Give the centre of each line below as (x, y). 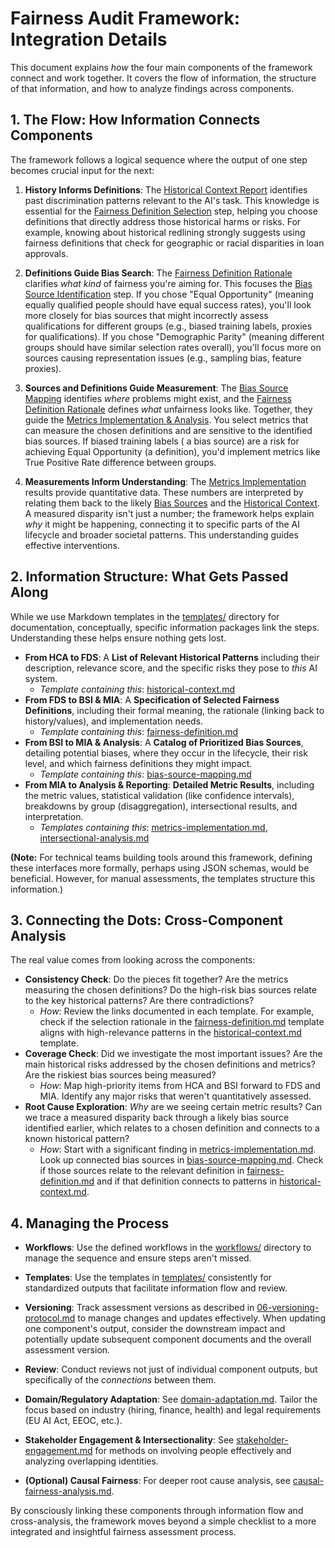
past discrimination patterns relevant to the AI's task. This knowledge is (172, 200)
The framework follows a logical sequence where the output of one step (159, 159)
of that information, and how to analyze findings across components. (152, 88)
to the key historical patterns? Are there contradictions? (139, 1001)
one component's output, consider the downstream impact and (155, 1329)
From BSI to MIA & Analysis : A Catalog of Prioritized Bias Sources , (164, 742)
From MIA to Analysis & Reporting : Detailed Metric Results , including (169, 784)
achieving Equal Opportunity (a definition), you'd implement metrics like (172, 451)
